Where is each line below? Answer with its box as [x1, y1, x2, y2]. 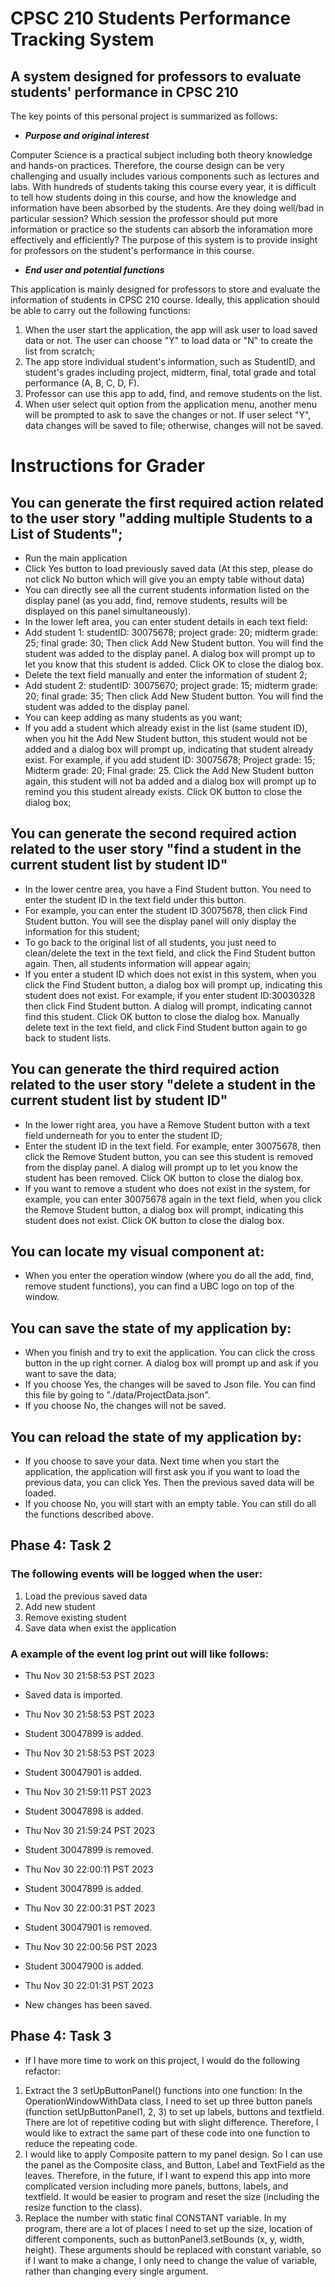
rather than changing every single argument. [24, 2265, 209, 2277]
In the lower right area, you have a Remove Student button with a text [24, 1118, 310, 1131]
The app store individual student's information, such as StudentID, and [24, 356, 316, 367]
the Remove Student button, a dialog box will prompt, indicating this [24, 1203, 304, 1216]
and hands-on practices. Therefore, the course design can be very [10, 160, 285, 171]
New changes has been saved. [24, 1999, 153, 2011]
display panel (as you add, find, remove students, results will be [24, 595, 288, 606]
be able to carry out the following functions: [10, 305, 191, 316]
